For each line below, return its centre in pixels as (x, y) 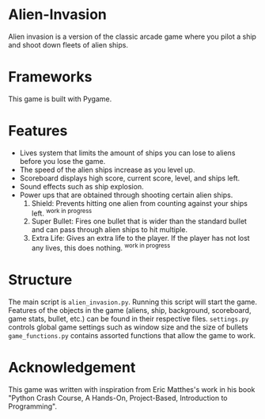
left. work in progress (62, 212)
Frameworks (50, 77)
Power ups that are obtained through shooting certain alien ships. (126, 195)
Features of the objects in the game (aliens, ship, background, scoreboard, (130, 310)
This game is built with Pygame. (60, 99)
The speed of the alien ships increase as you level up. (107, 170)
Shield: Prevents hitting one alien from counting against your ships (139, 203)
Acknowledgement (72, 368)
